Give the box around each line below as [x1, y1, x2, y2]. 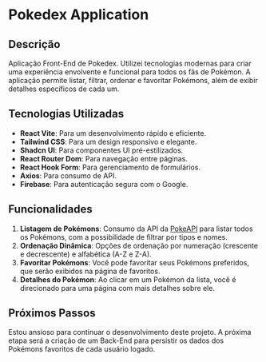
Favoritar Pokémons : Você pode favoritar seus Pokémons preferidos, [19, 257, 250, 267]
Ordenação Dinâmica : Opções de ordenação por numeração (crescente [19, 241, 258, 250]
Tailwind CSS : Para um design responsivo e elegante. [19, 137, 197, 146]
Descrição [8, 38, 61, 51]
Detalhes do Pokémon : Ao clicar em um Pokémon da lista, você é [19, 274, 236, 284]
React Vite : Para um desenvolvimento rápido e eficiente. [19, 128, 206, 137]
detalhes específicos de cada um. [8, 84, 120, 93]
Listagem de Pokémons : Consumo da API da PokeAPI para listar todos [19, 224, 253, 233]
